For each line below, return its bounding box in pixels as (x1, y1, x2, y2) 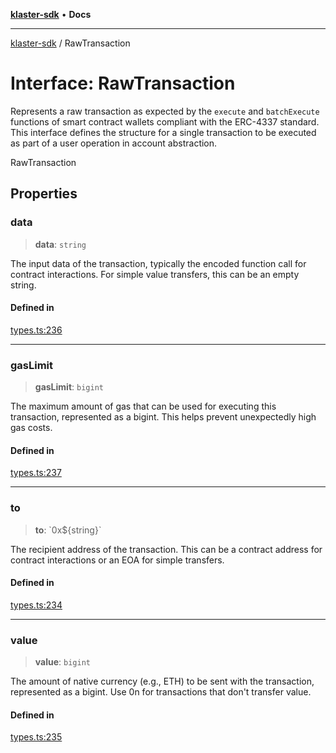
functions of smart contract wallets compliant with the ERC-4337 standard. (10, 115, 320, 128)
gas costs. (10, 422, 53, 434)
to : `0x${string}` (34, 524, 102, 536)
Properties (10, 185, 78, 203)
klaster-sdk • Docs (10, 9, 92, 20)
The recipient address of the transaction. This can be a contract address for (10, 543, 323, 555)
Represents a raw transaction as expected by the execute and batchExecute (10, 105, 320, 117)
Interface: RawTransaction (10, 72, 236, 95)
